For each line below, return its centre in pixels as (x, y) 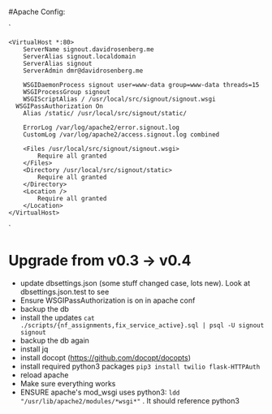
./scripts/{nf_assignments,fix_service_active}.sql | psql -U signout (142, 325)
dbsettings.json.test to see (65, 291)
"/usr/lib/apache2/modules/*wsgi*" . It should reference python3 (130, 400)
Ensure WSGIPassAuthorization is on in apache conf (108, 300)
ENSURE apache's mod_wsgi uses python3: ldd (100, 392)
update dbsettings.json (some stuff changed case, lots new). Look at (135, 282)
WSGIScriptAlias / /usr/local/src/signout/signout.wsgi (120, 99)
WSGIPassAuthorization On (60, 106)
